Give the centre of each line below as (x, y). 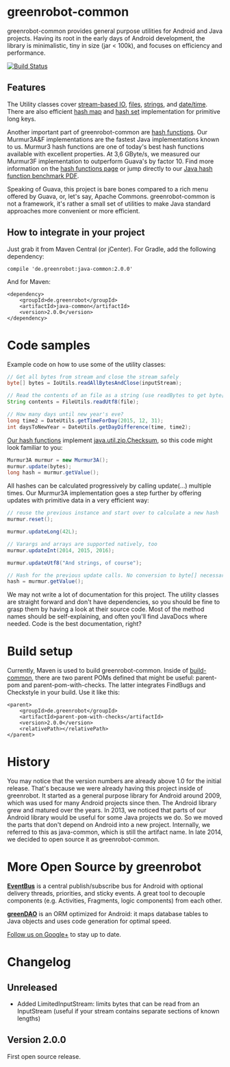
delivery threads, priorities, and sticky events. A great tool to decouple (106, 894)
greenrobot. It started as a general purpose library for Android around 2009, (114, 795)
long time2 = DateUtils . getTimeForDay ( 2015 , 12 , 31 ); (86, 420)
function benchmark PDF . (43, 176)
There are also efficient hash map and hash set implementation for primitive (114, 111)
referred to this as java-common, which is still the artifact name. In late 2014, (115, 832)
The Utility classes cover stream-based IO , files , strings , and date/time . (107, 104)
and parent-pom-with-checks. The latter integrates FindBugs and (114, 685)
